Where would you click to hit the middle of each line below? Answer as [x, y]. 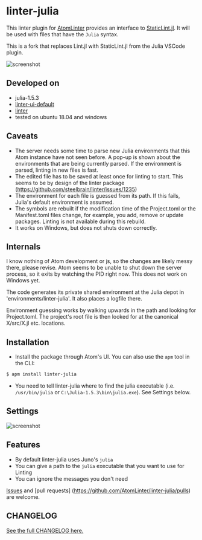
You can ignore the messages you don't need [71, 478]
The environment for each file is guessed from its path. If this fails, [97, 195]
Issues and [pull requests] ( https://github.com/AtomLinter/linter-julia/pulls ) [99, 490]
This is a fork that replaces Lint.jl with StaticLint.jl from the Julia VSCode [96, 46]
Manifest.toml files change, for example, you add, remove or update [99, 215]
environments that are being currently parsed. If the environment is [98, 163]
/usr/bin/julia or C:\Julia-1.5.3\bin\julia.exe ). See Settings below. [103, 392]
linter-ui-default [34, 104]
